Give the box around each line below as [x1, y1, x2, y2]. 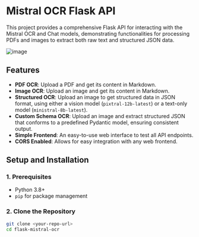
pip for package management [14, 192, 88, 200]
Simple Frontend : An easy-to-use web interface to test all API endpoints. [14, 131, 194, 138]
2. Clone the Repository [6, 207, 76, 216]
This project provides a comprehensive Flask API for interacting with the [6, 24, 183, 31]
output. [14, 125, 33, 132]
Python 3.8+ [14, 186, 46, 194]
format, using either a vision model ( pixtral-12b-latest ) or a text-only [14, 100, 188, 107]
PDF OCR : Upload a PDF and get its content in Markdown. [14, 81, 156, 88]
